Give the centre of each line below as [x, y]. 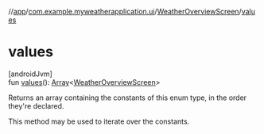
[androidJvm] [31, 74]
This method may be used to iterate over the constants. [99, 121]
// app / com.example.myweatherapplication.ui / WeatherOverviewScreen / [125, 11]
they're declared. [36, 105]
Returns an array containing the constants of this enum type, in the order [128, 98]
